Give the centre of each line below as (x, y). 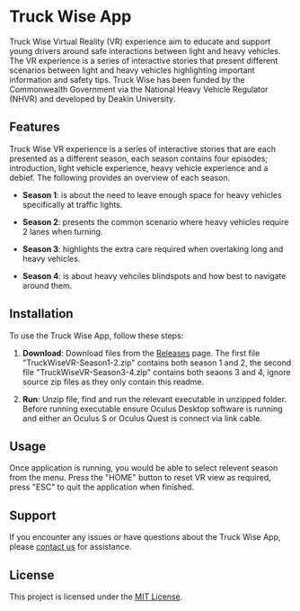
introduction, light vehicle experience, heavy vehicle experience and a (139, 167)
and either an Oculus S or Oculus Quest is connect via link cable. (142, 418)
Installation (41, 314)
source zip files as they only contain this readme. (113, 382)
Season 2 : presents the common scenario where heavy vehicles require (155, 221)
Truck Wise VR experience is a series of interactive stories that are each (143, 148)
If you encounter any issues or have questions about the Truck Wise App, (145, 537)
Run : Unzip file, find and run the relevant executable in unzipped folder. (154, 399)
